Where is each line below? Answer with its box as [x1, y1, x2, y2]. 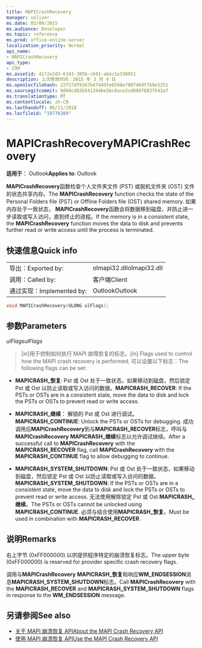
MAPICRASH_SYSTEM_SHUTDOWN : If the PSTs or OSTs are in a [14, 479, 178, 486]
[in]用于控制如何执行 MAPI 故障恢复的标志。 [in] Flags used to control [21, 349, 192, 357]
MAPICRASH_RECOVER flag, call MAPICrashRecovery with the [14, 446, 175, 453]
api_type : [6, 59, 31, 65]
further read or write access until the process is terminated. [6, 226, 154, 234]
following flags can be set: [21, 364, 87, 371]
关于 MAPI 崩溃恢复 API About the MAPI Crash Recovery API [14, 627, 163, 635]
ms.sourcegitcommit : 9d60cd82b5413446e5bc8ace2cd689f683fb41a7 [6, 88, 169, 94]
